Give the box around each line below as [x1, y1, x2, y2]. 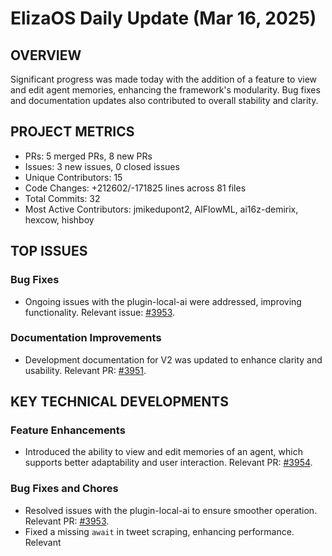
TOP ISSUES [10, 243, 88, 260]
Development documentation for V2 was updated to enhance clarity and [24, 353, 323, 366]
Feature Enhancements [10, 423, 126, 437]
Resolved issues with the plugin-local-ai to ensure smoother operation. [24, 504, 318, 516]
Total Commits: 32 [24, 192, 101, 204]
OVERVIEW [10, 47, 82, 64]
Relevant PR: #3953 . [24, 515, 110, 527]
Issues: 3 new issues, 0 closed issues [24, 160, 180, 172]
